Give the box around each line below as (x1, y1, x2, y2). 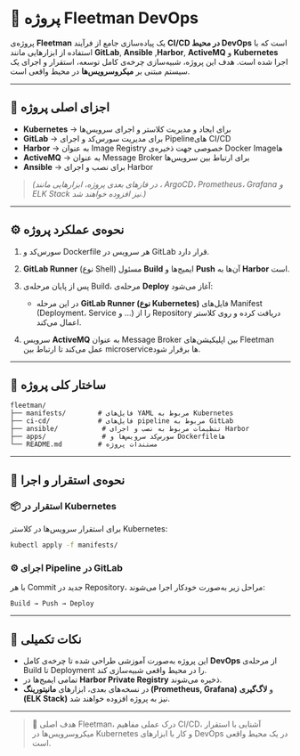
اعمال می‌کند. (36, 316, 82, 328)
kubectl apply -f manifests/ (10, 541, 118, 550)
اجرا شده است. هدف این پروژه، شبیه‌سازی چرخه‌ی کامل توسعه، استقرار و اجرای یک (10, 56, 288, 67)
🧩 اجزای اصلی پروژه (10, 100, 110, 115)
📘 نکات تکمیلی (10, 631, 82, 646)
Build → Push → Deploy (10, 599, 94, 608)
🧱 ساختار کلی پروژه (10, 378, 106, 393)
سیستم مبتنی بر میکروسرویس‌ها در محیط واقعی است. (10, 66, 191, 77)
